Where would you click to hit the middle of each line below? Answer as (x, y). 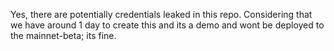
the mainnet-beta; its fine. (63, 35)
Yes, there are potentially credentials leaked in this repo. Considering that (161, 14)
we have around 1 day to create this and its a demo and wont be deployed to (167, 25)
